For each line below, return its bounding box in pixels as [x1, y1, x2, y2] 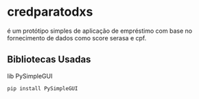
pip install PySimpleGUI [7, 85, 78, 92]
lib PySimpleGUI [7, 72, 53, 80]
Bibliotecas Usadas [7, 54, 91, 66]
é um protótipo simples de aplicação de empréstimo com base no [7, 27, 193, 35]
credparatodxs [7, 4, 93, 20]
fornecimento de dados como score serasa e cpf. [7, 33, 147, 42]
